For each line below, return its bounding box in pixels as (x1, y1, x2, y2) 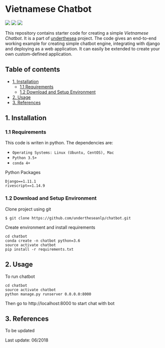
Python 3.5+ (12, 156, 37, 161)
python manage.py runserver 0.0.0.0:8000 (5, 292, 92, 297)
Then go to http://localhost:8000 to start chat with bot (5, 300, 115, 306)
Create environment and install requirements (5, 224, 96, 230)
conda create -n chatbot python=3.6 (5, 238, 80, 243)
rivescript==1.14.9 (5, 183, 45, 188)
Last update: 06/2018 (5, 337, 48, 343)
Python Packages (5, 170, 41, 175)
